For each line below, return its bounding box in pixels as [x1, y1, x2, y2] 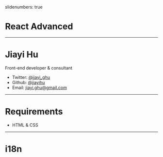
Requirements [5, 106, 63, 117]
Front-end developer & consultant [5, 65, 73, 71]
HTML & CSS [12, 122, 38, 128]
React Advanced [5, 21, 73, 32]
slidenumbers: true [5, 4, 43, 10]
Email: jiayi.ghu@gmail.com [12, 85, 67, 90]
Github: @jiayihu [12, 79, 45, 85]
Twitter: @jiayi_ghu [12, 74, 50, 80]
